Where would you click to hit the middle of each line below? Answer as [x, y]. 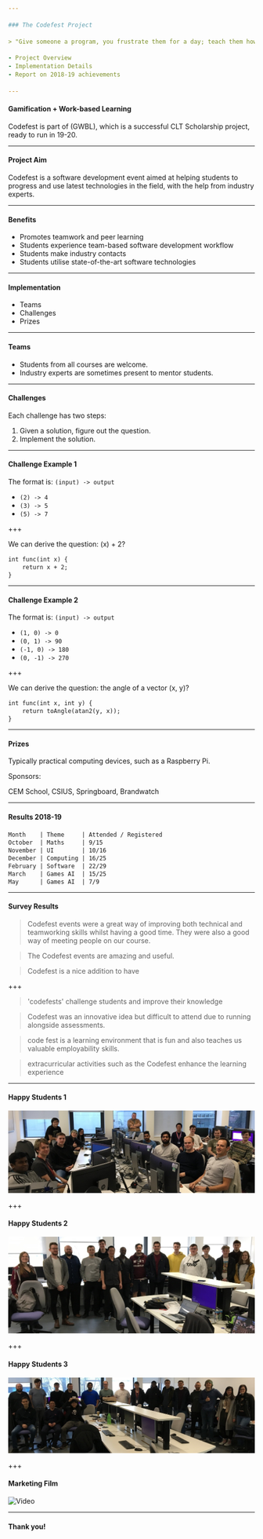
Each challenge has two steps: [58, 415]
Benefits [22, 219]
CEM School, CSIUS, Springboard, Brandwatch [83, 791]
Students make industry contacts [73, 254]
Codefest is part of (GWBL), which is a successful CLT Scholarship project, [129, 126]
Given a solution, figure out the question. [85, 430]
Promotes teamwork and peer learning [81, 237]
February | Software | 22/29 [58, 866]
